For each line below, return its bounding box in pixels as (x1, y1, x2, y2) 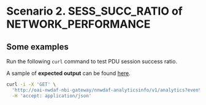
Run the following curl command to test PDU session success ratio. (6, 58, 178, 65)
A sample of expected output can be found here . (6, 70, 131, 77)
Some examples (6, 42, 69, 52)
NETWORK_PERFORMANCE (6, 17, 151, 31)
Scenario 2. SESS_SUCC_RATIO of (6, 4, 183, 18)
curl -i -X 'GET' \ (6, 81, 56, 87)
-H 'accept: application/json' (12, 93, 92, 99)
